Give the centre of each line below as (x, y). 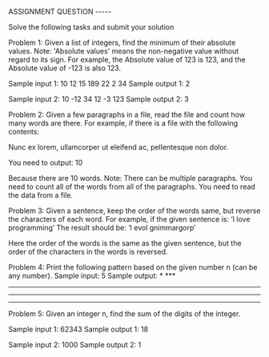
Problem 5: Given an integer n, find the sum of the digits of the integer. (124, 314)
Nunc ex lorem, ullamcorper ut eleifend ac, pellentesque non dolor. (118, 147)
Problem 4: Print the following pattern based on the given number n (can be (133, 267)
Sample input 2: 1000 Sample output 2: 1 (75, 345)
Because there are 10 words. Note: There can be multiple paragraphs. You (130, 178)
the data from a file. (41, 195)
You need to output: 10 (46, 162)
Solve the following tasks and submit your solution (91, 27)
